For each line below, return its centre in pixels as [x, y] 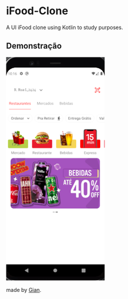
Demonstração [34, 46]
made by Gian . [24, 290]
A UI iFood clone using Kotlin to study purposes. [65, 27]
